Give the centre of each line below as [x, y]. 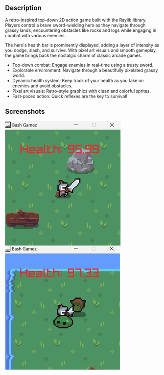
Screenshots [25, 112]
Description [23, 8]
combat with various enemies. [35, 35]
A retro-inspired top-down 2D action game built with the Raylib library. [76, 20]
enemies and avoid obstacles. [42, 86]
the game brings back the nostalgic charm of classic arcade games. [73, 55]
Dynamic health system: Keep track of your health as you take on [78, 80]
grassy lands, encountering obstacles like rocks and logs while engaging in [81, 30]
